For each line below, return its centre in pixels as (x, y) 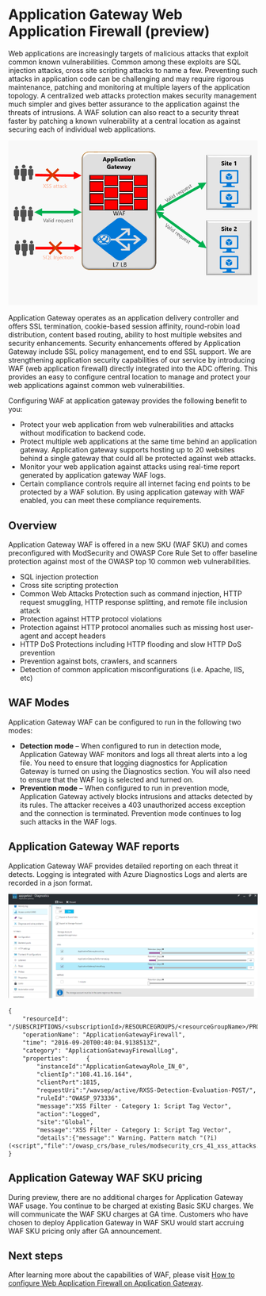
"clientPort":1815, (69, 1082)
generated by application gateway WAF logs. (93, 475)
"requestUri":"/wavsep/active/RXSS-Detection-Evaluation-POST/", (147, 1090)
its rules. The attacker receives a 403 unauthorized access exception (132, 805)
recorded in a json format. (51, 883)
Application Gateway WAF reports (94, 847)
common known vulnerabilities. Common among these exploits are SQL (125, 62)
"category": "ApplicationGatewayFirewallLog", (101, 1050)
